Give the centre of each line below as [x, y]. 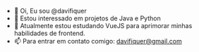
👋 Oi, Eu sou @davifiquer [50, 11]
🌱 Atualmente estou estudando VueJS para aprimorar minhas [103, 26]
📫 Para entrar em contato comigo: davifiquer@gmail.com [98, 41]
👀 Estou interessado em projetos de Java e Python [87, 18]
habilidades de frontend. [50, 33]
